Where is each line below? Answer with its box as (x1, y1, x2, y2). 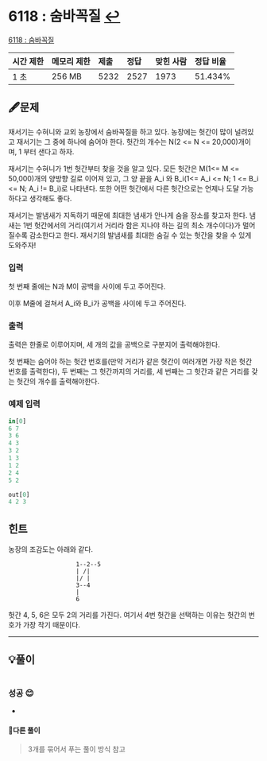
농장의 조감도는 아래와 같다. (8, 545, 94, 554)
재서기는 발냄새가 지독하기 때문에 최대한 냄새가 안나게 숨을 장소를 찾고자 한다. (8, 210, 248, 219)
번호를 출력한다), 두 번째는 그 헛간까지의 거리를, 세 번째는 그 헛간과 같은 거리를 (8, 367, 250, 376)
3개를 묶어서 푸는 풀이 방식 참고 (27, 744, 126, 754)
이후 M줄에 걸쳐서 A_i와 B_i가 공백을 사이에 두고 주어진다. (8, 299, 187, 309)
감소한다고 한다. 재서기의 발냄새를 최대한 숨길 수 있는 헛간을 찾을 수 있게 (29, 230, 252, 239)
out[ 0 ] (8, 491, 30, 499)
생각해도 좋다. (29, 193, 72, 203)
